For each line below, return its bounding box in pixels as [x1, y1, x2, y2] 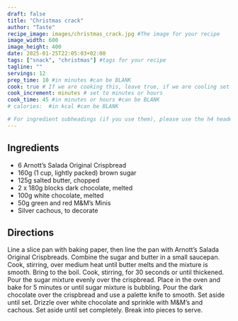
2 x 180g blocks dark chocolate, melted [17, 183, 133, 192]
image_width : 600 [7, 37, 59, 44]
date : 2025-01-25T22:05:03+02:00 [7, 50, 106, 58]
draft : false [7, 10, 46, 18]
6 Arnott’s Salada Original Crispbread [17, 160, 127, 169]
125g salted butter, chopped [17, 175, 100, 185]
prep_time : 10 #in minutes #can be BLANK [7, 76, 132, 84]
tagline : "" [7, 63, 42, 70]
